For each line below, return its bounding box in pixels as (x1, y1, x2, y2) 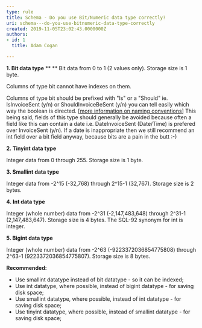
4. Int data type (6, 198, 45, 205)
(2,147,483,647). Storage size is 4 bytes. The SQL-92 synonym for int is (6, 216, 183, 223)
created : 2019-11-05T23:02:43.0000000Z (6, 25, 107, 32)
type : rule (6, 8, 34, 15)
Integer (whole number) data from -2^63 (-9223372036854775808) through (6, 246, 197, 253)
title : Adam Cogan (11, 43, 58, 49)
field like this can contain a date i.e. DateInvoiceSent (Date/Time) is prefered (6, 120, 196, 127)
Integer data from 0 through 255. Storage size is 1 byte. (6, 156, 144, 163)
